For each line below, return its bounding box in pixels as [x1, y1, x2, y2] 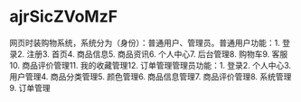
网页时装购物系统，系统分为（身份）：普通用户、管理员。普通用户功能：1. [9, 37, 280, 48]
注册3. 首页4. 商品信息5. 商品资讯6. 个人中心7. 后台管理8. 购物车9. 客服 [26, 48, 288, 60]
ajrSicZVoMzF [9, 6, 118, 27]
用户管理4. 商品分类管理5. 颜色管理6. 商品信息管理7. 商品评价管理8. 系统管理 [9, 70, 292, 82]
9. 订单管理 [9, 82, 52, 93]
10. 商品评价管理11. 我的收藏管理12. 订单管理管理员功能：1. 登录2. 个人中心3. [9, 60, 292, 70]
